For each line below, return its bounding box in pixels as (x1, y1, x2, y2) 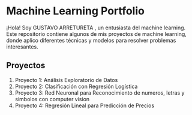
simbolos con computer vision (14, 95, 90, 102)
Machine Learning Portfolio (6, 4, 145, 18)
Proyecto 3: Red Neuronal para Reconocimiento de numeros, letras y (14, 89, 185, 96)
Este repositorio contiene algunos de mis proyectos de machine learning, (6, 30, 187, 37)
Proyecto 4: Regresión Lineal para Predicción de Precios (14, 102, 155, 109)
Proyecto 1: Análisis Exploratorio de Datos (14, 76, 118, 83)
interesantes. (6, 43, 39, 50)
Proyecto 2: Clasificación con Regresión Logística (14, 83, 138, 90)
